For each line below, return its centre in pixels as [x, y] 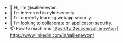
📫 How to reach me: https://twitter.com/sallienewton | [64, 28]
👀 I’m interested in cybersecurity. [43, 13]
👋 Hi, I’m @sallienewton [33, 7]
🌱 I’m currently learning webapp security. [51, 18]
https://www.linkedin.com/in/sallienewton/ [52, 35]
